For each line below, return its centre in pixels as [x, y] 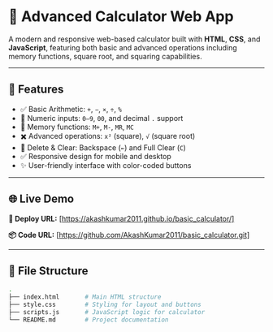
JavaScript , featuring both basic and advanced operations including [123, 47]
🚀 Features [36, 90]
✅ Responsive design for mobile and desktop [96, 156]
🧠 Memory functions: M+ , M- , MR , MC [77, 127]
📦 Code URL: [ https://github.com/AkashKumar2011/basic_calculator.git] [129, 235]
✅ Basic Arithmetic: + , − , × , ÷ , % [71, 109]
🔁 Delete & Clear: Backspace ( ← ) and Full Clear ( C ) [103, 147]
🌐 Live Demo [41, 199]
